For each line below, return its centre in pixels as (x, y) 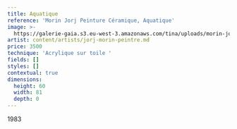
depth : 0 (26, 99)
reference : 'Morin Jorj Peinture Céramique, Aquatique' (91, 20)
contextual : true (33, 73)
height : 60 (30, 86)
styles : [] (23, 66)
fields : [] (23, 60)
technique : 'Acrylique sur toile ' (60, 54)
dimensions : (25, 79)
